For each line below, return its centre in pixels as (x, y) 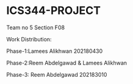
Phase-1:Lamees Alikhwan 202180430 (55, 51)
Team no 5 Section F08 (36, 27)
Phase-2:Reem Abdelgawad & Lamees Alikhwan (66, 63)
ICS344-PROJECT (53, 11)
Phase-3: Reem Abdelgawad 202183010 (57, 74)
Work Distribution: (29, 39)
